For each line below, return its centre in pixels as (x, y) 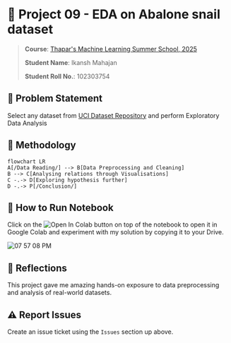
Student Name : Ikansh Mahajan (71, 62)
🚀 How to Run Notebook (61, 207)
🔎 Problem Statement (55, 98)
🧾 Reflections (37, 268)
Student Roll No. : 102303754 (67, 76)
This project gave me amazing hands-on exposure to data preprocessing (113, 285)
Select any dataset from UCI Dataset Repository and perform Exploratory (113, 115)
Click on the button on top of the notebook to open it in (112, 224)
